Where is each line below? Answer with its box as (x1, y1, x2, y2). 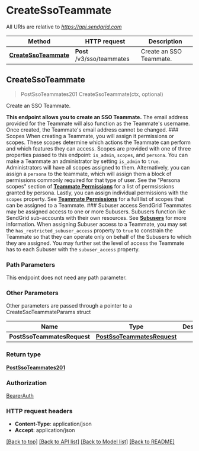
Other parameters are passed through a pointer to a (6, 302, 132, 309)
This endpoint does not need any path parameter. (6, 274, 127, 282)
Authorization (6, 379, 47, 387)
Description (148, 37, 182, 45)
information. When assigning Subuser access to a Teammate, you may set (6, 220, 187, 228)
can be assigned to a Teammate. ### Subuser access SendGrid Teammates (6, 201, 192, 209)
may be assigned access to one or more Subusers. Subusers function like (6, 208, 186, 215)
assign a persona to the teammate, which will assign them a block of (6, 170, 172, 177)
